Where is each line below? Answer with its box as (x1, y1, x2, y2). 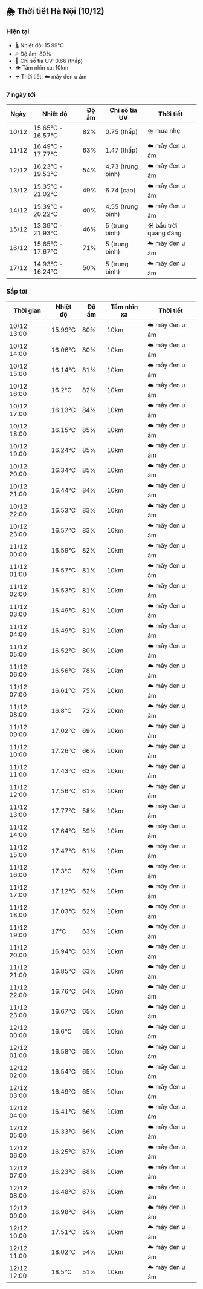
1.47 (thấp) (105, 146, 138, 154)
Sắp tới (6, 287, 27, 295)
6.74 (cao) (105, 186, 136, 195)
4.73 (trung (105, 162, 138, 171)
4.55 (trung (105, 203, 138, 211)
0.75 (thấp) (105, 127, 138, 136)
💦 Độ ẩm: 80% (14, 50, 51, 57)
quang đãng (147, 229, 182, 237)
